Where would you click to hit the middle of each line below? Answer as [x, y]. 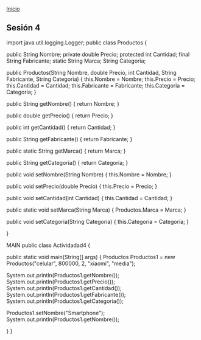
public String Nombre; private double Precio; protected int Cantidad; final [98, 54]
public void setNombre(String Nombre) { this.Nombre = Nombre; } [89, 174]
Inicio [13, 9]
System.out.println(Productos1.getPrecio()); [61, 282]
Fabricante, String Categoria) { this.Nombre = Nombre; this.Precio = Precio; [101, 79]
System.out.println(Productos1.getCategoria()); [65, 301]
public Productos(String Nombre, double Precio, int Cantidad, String [91, 72]
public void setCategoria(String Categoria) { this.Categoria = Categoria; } [98, 221]
